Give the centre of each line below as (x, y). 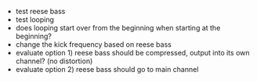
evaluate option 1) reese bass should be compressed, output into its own (132, 53)
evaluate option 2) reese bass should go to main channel (107, 69)
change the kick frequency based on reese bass (94, 45)
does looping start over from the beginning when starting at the (118, 28)
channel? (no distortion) (54, 61)
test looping (35, 20)
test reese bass (40, 11)
